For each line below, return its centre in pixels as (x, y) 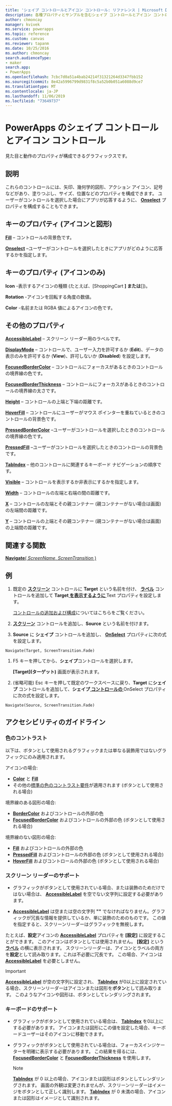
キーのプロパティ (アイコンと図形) (59, 224)
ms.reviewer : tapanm (27, 44)
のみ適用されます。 (48, 757)
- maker (14, 63)
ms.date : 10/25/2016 (27, 48)
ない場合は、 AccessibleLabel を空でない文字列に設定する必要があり (90, 894)
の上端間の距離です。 (28, 528)
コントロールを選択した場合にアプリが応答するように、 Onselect (92, 200)
